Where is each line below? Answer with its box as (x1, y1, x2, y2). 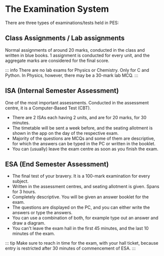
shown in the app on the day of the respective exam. (12, 130, 119, 136)
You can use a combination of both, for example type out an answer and (12, 215, 159, 221)
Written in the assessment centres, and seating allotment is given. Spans (12, 184, 160, 190)
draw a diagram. (12, 220, 46, 226)
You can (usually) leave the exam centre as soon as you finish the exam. (12, 146, 159, 152)
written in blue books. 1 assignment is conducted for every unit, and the (5, 52, 150, 58)
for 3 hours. (12, 189, 36, 195)
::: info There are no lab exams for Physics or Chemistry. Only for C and (5, 67, 150, 73)
